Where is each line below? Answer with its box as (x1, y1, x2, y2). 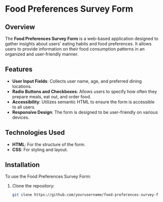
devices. (12, 114, 30, 120)
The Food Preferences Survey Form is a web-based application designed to (5, 36, 159, 41)
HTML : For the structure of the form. (12, 141, 86, 147)
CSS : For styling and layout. (12, 147, 68, 152)
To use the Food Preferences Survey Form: (5, 174, 91, 180)
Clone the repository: (12, 183, 55, 189)
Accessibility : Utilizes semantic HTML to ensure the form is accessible (12, 99, 155, 105)
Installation (5, 161, 40, 169)
